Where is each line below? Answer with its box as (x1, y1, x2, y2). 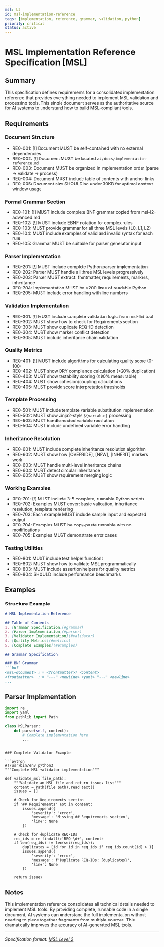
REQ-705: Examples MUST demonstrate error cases (12, 532, 117, 538)
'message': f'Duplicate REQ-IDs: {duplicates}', (31, 858, 132, 863)
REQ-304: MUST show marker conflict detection (12, 329, 110, 335)
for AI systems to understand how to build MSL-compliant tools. (5, 105, 133, 111)
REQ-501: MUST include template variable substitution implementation (12, 407, 154, 413)
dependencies (12, 150, 41, 156)
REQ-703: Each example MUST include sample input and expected (12, 511, 146, 517)
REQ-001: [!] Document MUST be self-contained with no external (12, 145, 143, 151)
